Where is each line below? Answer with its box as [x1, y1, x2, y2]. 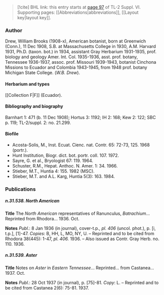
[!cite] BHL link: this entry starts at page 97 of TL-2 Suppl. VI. [17, 4, 141, 10]
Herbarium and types [5, 81, 50, 87]
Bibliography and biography [5, 103, 63, 109]
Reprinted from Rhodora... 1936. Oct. [5, 215, 80, 221]
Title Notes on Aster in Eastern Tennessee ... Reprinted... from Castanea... [5, 264, 154, 271]
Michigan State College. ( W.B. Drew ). [5, 70, 80, 76]
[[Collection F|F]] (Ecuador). [5, 92, 63, 98]
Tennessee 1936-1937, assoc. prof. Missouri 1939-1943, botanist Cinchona [5, 59, 157, 65]
